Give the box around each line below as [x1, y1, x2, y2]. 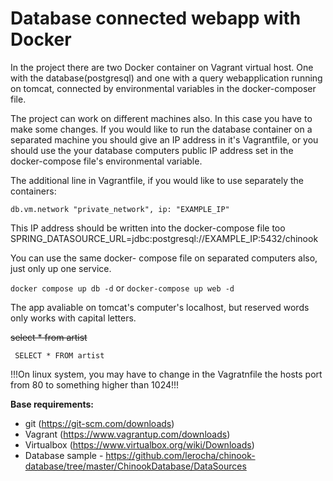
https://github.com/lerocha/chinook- [105, 449, 256, 461]
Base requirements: [10, 398, 94, 410]
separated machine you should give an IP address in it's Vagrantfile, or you [10, 133, 319, 146]
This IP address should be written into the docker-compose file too [10, 222, 286, 234]
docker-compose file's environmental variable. [10, 155, 203, 167]
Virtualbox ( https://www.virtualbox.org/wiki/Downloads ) [24, 438, 255, 451]
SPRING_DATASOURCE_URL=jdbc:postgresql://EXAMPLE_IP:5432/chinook [10, 232, 319, 244]
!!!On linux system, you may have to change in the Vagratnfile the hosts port [10, 368, 323, 380]
